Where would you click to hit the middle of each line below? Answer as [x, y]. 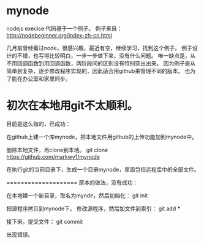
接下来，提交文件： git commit [45, 221]
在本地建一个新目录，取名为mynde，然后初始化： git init [77, 195]
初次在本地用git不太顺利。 [72, 106]
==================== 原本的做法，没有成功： [72, 182]
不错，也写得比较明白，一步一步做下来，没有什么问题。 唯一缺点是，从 [106, 55]
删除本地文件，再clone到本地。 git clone [57, 150]
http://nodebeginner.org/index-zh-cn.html [59, 35]
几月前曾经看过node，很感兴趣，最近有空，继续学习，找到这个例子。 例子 [100, 48]
